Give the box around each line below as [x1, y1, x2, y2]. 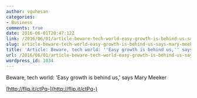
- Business [6, 19, 33, 25]
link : [6, 36, 19, 42]
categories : [6, 14, 35, 20]
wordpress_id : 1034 [6, 58, 54, 63]
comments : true [6, 25, 43, 31]
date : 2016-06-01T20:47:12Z [6, 31, 75, 36]
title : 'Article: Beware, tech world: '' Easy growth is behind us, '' [6, 47, 180, 53]
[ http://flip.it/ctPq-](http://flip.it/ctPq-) [6, 85, 98, 92]
